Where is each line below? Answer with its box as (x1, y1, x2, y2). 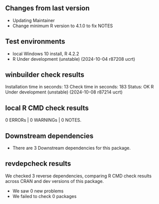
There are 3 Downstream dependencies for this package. (12, 145, 131, 151)
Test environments (5, 37, 65, 46)
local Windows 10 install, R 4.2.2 (12, 50, 79, 57)
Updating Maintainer (12, 17, 55, 23)
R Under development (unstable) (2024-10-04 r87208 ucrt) (12, 56, 135, 62)
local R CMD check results (5, 104, 89, 112)
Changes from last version (5, 4, 90, 13)
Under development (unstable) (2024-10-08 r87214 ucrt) (5, 89, 123, 95)
